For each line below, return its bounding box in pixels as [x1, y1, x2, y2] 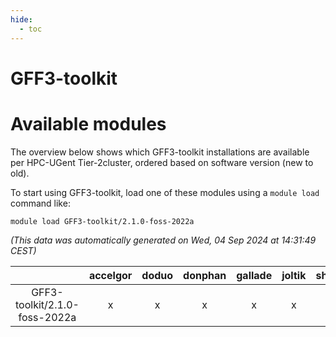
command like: [10, 197, 71, 209]
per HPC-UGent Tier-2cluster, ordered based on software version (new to [10, 156, 314, 168]
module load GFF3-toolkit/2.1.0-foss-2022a [10, 216, 195, 226]
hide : [10, 14, 33, 25]
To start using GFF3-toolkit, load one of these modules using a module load [10, 186, 320, 198]
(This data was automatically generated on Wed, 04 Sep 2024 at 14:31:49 [10, 234, 317, 246]
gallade [236, 268, 273, 282]
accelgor [88, 268, 133, 282]
